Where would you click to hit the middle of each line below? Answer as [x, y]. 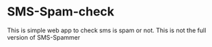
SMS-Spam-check [61, 12]
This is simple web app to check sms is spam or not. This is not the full [107, 30]
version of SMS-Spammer [44, 37]
